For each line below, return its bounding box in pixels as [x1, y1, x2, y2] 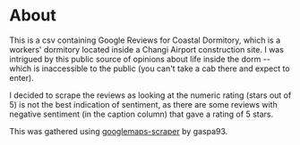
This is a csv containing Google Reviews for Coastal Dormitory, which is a [9, 35, 281, 45]
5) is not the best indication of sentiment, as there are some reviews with [9, 99, 278, 109]
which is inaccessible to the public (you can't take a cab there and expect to [9, 63, 290, 74]
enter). [9, 72, 34, 83]
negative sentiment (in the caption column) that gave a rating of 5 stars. [9, 109, 274, 119]
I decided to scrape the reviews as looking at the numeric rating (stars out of [9, 90, 292, 101]
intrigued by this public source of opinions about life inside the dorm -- [9, 53, 271, 64]
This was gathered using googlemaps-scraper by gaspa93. [9, 125, 228, 136]
